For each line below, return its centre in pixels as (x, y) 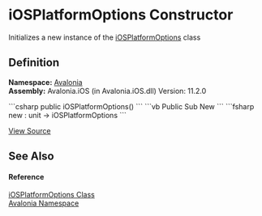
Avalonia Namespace (44, 203)
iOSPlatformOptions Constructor (121, 15)
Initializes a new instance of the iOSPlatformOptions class (105, 37)
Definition (34, 63)
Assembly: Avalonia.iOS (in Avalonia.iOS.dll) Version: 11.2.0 (107, 91)
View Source (30, 130)
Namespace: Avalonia (45, 82)
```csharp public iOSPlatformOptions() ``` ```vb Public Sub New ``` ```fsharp (131, 106)
